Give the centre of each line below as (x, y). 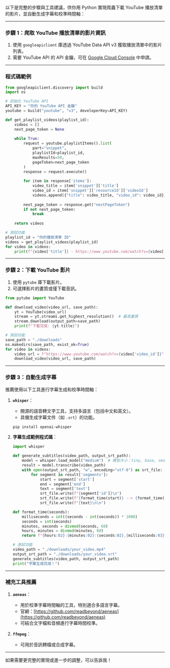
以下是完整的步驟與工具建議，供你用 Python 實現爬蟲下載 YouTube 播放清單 (84, 7)
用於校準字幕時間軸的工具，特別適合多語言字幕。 (71, 605)
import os (16, 92)
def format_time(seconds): (41, 512)
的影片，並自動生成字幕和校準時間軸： (45, 14)
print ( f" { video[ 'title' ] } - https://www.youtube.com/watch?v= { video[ (89, 251)
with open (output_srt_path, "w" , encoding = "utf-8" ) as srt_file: (92, 470)
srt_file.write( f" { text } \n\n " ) (73, 503)
